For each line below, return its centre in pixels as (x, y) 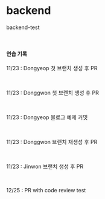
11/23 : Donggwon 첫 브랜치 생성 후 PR (53, 93)
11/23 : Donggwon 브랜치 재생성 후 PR (52, 142)
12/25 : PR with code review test (46, 191)
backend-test (23, 27)
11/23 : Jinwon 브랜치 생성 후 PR (45, 166)
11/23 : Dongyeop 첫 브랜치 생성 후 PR (52, 68)
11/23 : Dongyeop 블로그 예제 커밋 (47, 117)
